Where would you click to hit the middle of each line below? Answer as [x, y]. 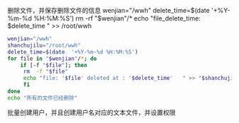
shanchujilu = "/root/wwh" [44, 45]
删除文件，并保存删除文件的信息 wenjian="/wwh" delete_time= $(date [108, 10]
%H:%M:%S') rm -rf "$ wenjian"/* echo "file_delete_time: [117, 18]
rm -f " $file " [46, 72]
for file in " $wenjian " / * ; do [52, 59]
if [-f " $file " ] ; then [54, 65]
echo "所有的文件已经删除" [43, 98]
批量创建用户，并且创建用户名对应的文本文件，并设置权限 [91, 112]
